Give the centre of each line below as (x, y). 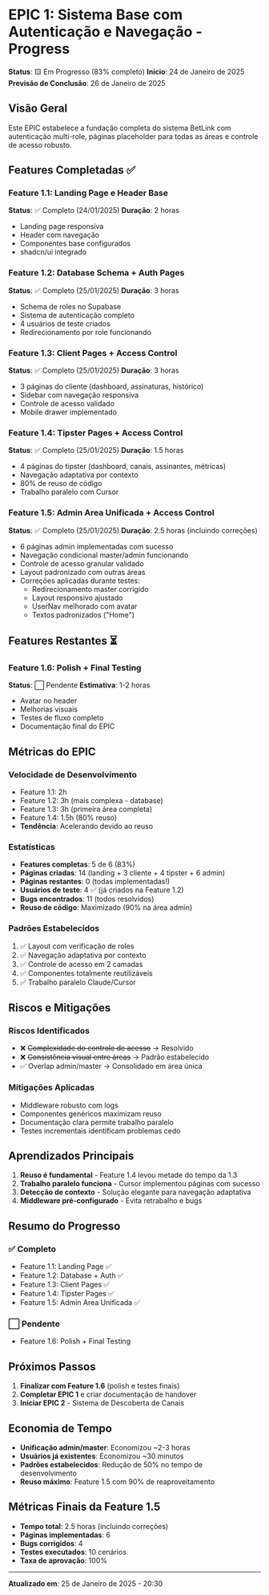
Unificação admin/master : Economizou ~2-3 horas (105, 1448)
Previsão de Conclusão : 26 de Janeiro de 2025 (87, 83)
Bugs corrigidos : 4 (51, 1543)
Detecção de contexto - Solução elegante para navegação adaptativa (135, 1192)
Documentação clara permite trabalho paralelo (97, 1122)
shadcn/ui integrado (53, 252)
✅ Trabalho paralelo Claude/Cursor (78, 982)
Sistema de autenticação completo (77, 315)
